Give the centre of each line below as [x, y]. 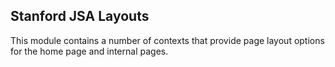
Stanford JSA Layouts [80, 16]
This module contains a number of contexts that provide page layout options [167, 40]
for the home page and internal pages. [89, 51]
